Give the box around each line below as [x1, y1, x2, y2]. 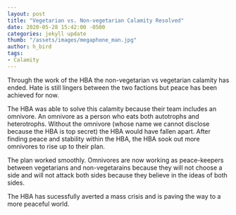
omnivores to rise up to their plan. [7, 142, 106, 151]
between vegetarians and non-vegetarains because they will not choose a [7, 163, 223, 172]
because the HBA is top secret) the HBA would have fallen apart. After [7, 127, 211, 135]
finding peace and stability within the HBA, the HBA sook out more [7, 134, 200, 143]
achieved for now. [7, 91, 59, 99]
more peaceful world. [7, 199, 70, 208]
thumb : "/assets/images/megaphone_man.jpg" [7, 37, 137, 44]
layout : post [7, 10, 46, 18]
